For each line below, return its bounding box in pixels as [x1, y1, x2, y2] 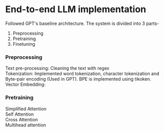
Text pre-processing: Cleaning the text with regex [5, 65, 110, 72]
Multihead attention [5, 122, 46, 128]
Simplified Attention [5, 106, 47, 112]
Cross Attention [5, 116, 38, 122]
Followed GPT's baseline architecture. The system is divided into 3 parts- [5, 20, 159, 26]
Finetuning [12, 41, 36, 47]
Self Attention [5, 111, 34, 117]
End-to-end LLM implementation [5, 4, 147, 15]
